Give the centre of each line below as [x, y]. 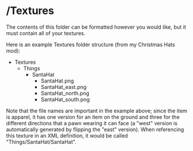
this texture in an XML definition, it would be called [67, 135]
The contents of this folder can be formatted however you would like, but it [96, 27]
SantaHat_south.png [65, 99]
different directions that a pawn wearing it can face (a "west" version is [92, 123]
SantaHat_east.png [63, 87]
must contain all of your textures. [46, 33]
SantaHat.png [57, 81]
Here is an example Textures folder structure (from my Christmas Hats [91, 44]
